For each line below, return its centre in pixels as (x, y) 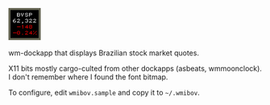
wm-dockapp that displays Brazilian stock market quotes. (104, 53)
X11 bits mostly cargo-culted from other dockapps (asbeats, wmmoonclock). (135, 69)
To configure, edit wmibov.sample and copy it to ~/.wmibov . (104, 93)
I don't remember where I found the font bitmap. (88, 77)
